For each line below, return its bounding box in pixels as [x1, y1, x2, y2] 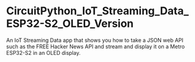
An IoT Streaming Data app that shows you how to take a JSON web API [6, 36, 184, 44]
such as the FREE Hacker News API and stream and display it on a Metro [6, 43, 185, 50]
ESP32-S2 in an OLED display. [6, 49, 81, 56]
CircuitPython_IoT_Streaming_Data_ [6, 4, 189, 18]
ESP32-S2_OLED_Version [6, 17, 134, 30]
